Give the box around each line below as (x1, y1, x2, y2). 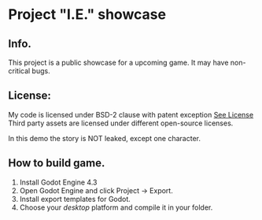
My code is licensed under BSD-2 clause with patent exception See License (8, 110, 254, 119)
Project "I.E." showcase (8, 6, 167, 24)
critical (8, 66, 31, 76)
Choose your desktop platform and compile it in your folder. (19, 203, 213, 212)
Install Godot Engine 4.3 (19, 177, 98, 187)
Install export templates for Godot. (19, 194, 131, 203)
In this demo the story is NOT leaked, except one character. (8, 133, 201, 143)
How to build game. (8, 156, 105, 170)
